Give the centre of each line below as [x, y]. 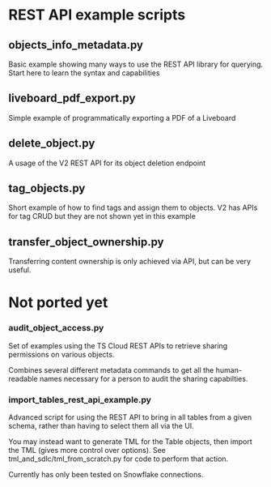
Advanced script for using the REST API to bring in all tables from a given [130, 417]
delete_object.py [52, 143]
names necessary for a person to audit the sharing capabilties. [144, 378]
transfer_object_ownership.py [86, 242]
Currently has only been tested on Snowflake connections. [106, 475]
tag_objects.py [47, 188]
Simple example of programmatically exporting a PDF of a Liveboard [122, 117]
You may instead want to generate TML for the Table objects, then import [130, 442]
